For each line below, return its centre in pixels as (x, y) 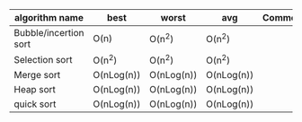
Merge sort (37, 75)
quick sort (35, 104)
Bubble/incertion (49, 33)
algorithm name (49, 17)
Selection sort (43, 59)
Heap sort (35, 90)
